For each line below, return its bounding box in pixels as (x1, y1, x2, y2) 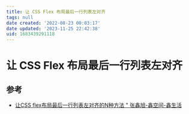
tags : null (6, 14, 34, 20)
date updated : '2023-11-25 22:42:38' (6, 25, 101, 32)
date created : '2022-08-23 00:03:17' (6, 20, 101, 26)
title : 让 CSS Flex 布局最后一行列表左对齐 (6, 8, 106, 15)
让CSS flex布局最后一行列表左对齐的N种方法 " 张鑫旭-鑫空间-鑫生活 (14, 101, 182, 109)
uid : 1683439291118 (6, 31, 55, 37)
